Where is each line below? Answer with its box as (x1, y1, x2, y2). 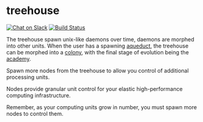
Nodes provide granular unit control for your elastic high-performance (6, 85, 183, 92)
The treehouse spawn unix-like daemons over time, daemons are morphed (6, 35, 194, 43)
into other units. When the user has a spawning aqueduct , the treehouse (6, 42, 189, 49)
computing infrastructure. (6, 91, 71, 99)
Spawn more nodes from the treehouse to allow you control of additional (6, 66, 189, 74)
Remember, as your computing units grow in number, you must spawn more (6, 103, 197, 110)
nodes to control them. (6, 110, 64, 117)
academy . (6, 55, 31, 62)
